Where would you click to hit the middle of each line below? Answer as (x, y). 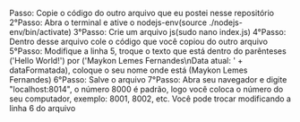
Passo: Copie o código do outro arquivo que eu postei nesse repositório (142, 13)
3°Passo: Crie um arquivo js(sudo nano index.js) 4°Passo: (180, 32)
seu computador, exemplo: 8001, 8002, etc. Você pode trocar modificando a (150, 99)
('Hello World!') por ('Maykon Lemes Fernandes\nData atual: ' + (126, 61)
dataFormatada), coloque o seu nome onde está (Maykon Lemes (129, 70)
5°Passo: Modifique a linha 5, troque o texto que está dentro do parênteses (148, 51)
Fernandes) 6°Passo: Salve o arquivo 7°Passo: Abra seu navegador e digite (148, 79)
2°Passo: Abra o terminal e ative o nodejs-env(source (108, 22)
